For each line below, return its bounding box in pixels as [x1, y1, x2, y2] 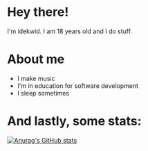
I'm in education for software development [17, 81, 139, 90]
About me [7, 51, 65, 67]
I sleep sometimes [17, 89, 70, 97]
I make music [17, 74, 55, 82]
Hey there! [7, 4, 69, 20]
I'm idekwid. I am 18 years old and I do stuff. [7, 27, 133, 35]
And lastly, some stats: [7, 114, 142, 129]
